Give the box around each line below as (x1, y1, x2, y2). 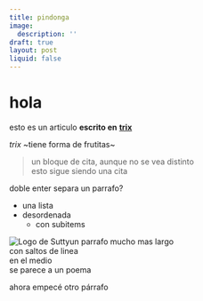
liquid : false (9, 54, 62, 63)
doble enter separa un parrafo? (9, 183, 124, 194)
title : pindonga (9, 12, 69, 22)
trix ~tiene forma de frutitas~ (9, 139, 116, 149)
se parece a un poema (9, 264, 92, 275)
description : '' (17, 29, 77, 38)
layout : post (9, 46, 58, 55)
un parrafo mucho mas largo (69, 236, 175, 247)
